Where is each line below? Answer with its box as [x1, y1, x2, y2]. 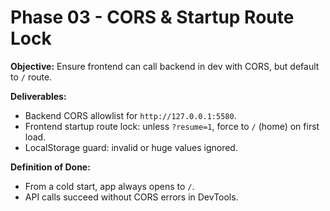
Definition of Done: [10, 161, 91, 173]
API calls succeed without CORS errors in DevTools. [24, 191, 239, 203]
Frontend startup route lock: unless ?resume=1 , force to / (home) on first [24, 120, 320, 132]
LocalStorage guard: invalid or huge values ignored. [24, 141, 238, 153]
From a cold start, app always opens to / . [24, 180, 195, 192]
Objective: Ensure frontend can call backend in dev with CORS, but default [10, 60, 320, 72]
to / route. [10, 71, 53, 83]
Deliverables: [10, 90, 67, 102]
